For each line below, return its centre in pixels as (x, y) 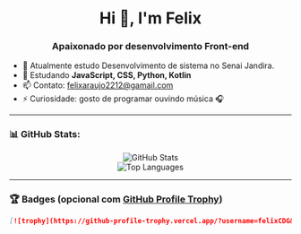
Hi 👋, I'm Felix (150, 18)
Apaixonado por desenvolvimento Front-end (150, 47)
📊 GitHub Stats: (45, 134)
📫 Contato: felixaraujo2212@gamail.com (98, 85)
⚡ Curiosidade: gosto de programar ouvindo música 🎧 (123, 99)
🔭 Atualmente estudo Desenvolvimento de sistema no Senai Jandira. (148, 65)
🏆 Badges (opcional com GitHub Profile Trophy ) (116, 199)
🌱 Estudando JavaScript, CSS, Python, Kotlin (107, 75)
